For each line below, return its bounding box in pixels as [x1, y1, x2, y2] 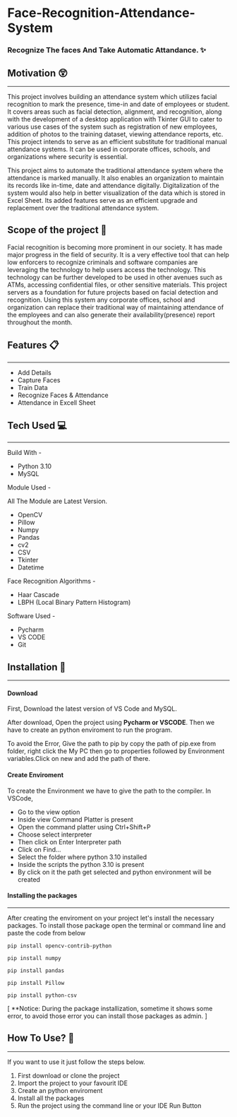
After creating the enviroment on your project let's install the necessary [7, 914, 214, 922]
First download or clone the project [17, 1071, 120, 1080]
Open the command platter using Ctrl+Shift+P [17, 822, 151, 831]
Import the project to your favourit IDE [17, 1079, 128, 1087]
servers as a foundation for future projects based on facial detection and [7, 288, 219, 296]
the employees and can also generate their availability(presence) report [7, 310, 215, 319]
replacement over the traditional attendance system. [7, 203, 159, 212]
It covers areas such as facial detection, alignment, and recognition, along [7, 107, 222, 116]
